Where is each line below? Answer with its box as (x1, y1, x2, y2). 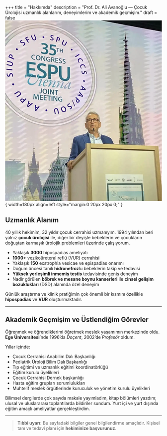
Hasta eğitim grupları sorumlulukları (12, 380, 85, 386)
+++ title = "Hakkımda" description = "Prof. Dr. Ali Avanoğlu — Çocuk (5, 4, 148, 10)
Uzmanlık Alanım (5, 216, 59, 224)
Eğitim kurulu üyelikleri (12, 369, 59, 375)
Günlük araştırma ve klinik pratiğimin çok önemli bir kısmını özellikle (5, 291, 143, 297)
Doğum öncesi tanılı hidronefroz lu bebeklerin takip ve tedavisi (12, 265, 140, 271)
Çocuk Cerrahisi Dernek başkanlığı (12, 375, 84, 381)
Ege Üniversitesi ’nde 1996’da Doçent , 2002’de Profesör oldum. (5, 334, 135, 340)
